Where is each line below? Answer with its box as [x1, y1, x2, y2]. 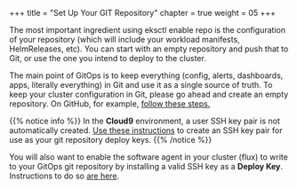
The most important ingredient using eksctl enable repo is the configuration [9, 25, 286, 35]
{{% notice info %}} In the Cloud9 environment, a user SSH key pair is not [9, 115, 280, 126]
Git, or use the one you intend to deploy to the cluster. [9, 53, 206, 63]
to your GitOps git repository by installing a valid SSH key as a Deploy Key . [9, 161, 283, 171]
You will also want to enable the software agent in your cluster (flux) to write [9, 152, 289, 162]
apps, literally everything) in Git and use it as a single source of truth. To [9, 80, 273, 90]
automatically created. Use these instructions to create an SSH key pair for [9, 125, 283, 136]
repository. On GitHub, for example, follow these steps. [9, 98, 211, 109]
